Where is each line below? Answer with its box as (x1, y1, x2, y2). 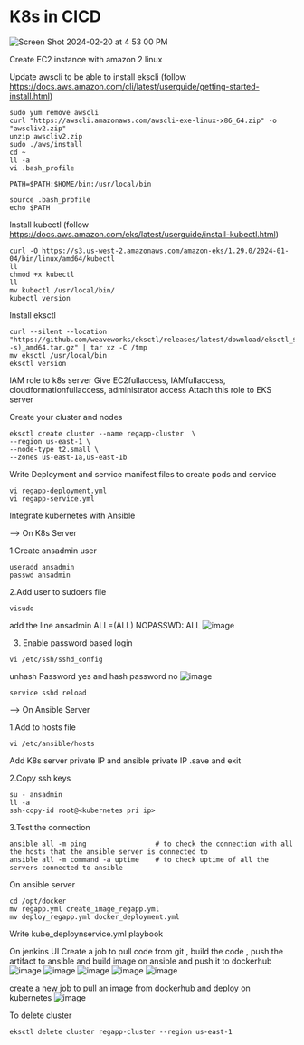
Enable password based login (22, 637, 133, 648)
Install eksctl (9, 310, 56, 321)
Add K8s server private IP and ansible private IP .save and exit (9, 754, 242, 766)
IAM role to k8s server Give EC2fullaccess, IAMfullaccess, (9, 374, 226, 386)
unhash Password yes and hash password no (9, 670, 178, 681)
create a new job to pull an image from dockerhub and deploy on (9, 983, 251, 993)
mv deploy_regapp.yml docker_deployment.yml (9, 912, 180, 921)
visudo (9, 604, 34, 613)
